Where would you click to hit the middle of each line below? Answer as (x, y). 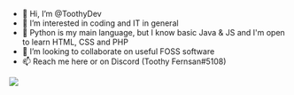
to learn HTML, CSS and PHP (75, 42)
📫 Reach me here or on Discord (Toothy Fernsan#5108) (124, 61)
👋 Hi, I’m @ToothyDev (62, 14)
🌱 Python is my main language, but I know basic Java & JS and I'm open (153, 32)
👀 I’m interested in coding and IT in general (100, 23)
